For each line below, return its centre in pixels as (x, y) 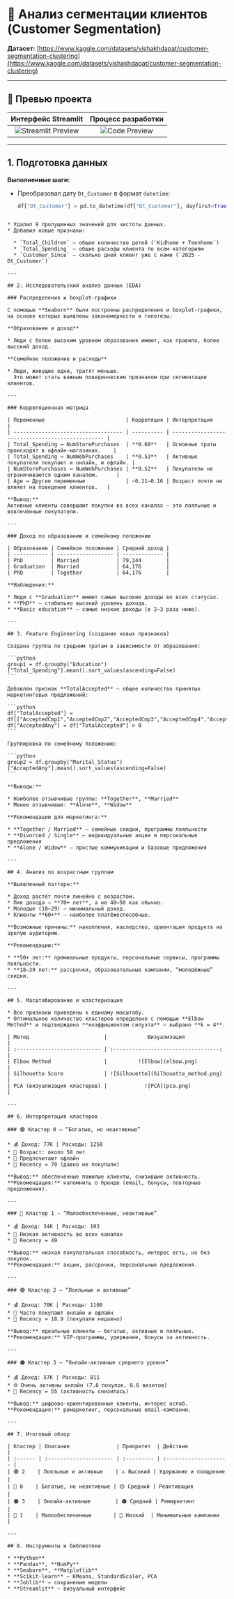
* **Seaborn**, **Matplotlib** (53, 1570)
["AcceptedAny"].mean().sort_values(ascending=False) (87, 768)
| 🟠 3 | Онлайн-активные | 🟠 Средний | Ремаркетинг (101, 1502)
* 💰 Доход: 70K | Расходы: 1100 (55, 1305)
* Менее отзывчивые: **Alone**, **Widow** (70, 805)
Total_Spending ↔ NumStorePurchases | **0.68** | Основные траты (115, 445)
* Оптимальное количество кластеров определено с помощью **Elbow (106, 1019)
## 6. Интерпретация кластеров (53, 1117)
